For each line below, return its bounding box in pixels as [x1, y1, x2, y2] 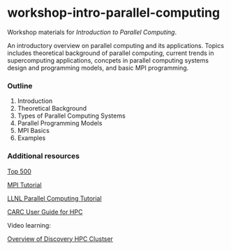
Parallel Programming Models [17, 119, 103, 127]
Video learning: [7, 221, 51, 229]
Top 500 [7, 167, 31, 175]
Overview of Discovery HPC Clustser [7, 235, 114, 243]
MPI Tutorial [7, 180, 42, 189]
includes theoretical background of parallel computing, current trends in [7, 49, 214, 57]
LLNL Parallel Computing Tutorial [7, 194, 103, 203]
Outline [7, 81, 33, 91]
